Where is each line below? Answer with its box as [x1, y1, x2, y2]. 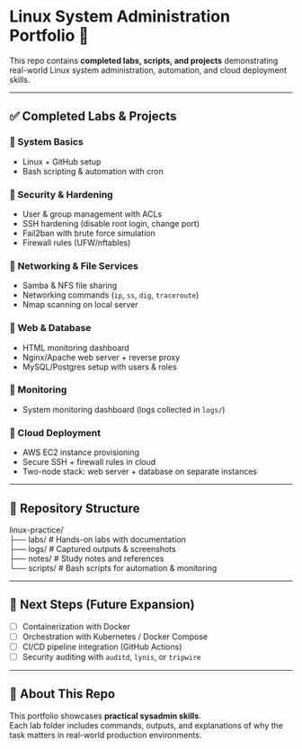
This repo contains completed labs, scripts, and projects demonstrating [9, 55, 279, 66]
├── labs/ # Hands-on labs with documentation [9, 533, 187, 545]
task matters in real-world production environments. [9, 729, 202, 740]
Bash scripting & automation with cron [22, 165, 164, 176]
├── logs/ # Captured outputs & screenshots [9, 543, 177, 554]
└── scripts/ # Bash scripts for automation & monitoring [9, 562, 218, 573]
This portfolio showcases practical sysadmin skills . [9, 710, 202, 721]
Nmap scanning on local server [22, 299, 138, 310]
